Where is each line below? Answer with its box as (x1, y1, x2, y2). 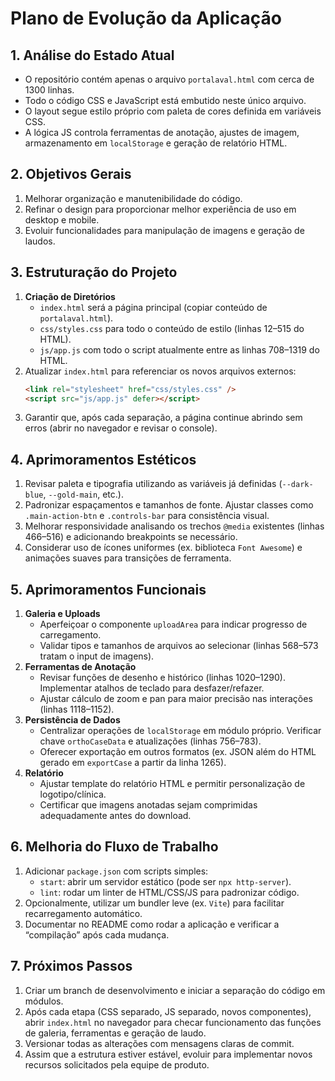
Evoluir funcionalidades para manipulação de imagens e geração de (24, 224, 305, 236)
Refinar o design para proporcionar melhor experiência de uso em (24, 203, 297, 215)
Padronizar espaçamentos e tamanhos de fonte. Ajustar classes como (24, 499, 314, 511)
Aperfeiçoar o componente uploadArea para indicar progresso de (39, 618, 308, 630)
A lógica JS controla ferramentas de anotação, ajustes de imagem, (24, 127, 300, 138)
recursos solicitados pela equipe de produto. (24, 1058, 210, 1071)
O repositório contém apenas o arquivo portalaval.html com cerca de (24, 73, 315, 85)
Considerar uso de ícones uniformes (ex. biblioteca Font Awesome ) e (24, 542, 303, 554)
